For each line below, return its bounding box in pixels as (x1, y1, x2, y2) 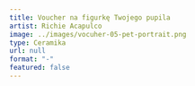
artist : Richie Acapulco (9, 21, 102, 30)
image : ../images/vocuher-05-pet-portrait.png (9, 30, 187, 39)
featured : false (9, 64, 70, 73)
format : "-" (9, 55, 54, 64)
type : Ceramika (9, 38, 66, 47)
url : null (9, 47, 47, 56)
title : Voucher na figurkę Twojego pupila (9, 13, 171, 22)
